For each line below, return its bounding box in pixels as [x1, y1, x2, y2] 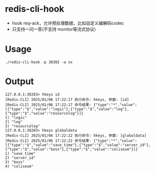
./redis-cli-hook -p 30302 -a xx [5, 59, 73, 64]
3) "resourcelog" [5, 123, 40, 129]
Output [5, 76, 34, 87]
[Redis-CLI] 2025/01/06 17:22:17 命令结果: [5, 102, 91, 107]
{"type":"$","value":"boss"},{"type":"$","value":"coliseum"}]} [5, 147, 138, 152]
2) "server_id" [5, 155, 36, 160]
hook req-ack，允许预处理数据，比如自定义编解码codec [12, 20, 124, 26]
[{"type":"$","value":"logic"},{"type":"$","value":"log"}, [5, 106, 130, 112]
